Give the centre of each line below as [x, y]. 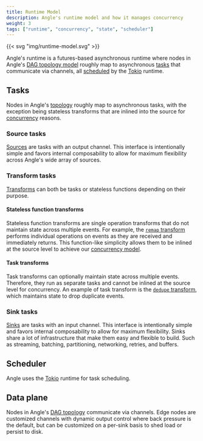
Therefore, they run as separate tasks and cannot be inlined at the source [98, 283]
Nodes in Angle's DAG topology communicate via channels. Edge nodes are [101, 412]
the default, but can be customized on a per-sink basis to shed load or [94, 425]
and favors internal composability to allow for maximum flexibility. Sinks [96, 332]
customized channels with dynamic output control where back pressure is [99, 418]
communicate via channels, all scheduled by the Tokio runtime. [85, 71]
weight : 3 [19, 23]
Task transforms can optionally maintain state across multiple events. [93, 277]
